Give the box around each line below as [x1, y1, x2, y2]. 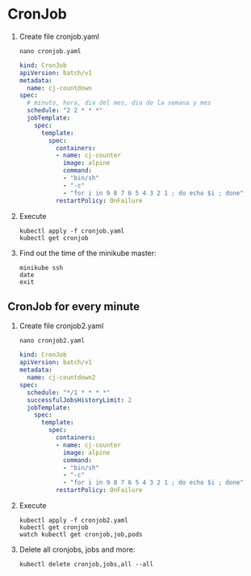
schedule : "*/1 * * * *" [27, 389, 111, 397]
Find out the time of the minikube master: [19, 248, 157, 258]
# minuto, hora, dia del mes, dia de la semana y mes [27, 99, 211, 107]
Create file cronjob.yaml [19, 32, 100, 41]
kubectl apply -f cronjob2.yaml [19, 516, 128, 524]
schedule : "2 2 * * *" [27, 107, 103, 115]
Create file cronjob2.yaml [19, 321, 104, 331]
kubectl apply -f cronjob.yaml [19, 227, 125, 235]
